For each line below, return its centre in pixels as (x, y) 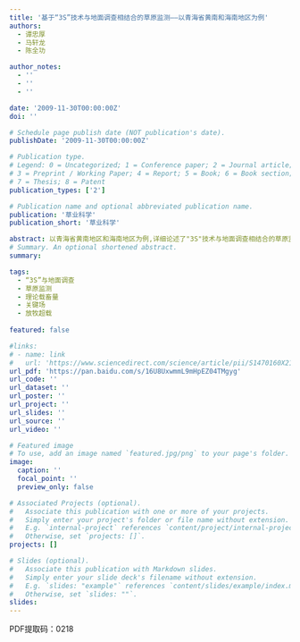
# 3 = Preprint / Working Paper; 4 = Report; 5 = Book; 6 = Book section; (151, 173)
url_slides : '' (37, 412)
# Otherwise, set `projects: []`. (77, 536)
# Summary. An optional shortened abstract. (93, 248)
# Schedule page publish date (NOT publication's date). (117, 132)
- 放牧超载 (35, 314)
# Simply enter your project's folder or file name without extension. (150, 520)
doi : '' (24, 116)
